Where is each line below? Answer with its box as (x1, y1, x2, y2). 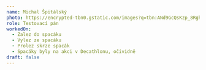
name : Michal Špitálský (6, 9, 67, 15)
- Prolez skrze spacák (12, 43, 70, 49)
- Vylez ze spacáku (12, 37, 62, 43)
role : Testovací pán (6, 20, 59, 26)
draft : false (6, 54, 40, 60)
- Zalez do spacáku (12, 32, 62, 38)
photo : (6, 15, 23, 21)
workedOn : (6, 26, 32, 32)
